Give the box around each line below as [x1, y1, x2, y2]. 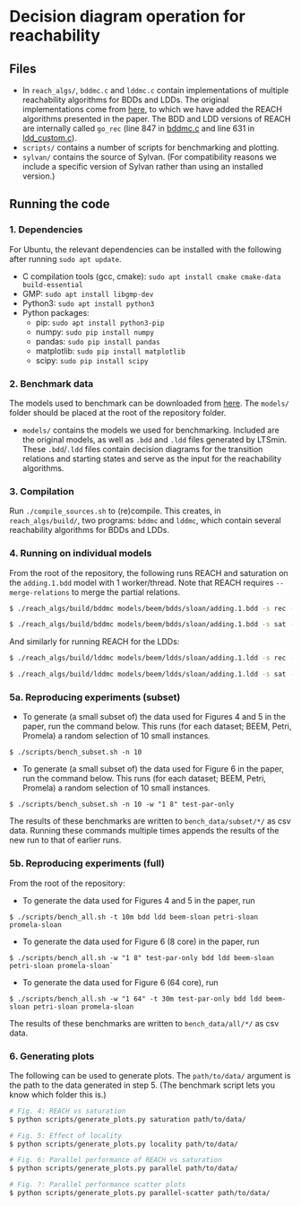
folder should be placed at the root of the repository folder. [9, 406, 227, 418]
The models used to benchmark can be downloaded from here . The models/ [9, 398, 289, 408]
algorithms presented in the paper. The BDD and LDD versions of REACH [21, 114, 291, 124]
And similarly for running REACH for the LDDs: [9, 636, 180, 647]
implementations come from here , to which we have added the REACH [21, 104, 282, 114]
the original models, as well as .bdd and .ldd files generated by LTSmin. [21, 433, 288, 445]
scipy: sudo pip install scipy [35, 354, 150, 365]
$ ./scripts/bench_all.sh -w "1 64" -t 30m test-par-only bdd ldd [9, 994, 262, 1003]
